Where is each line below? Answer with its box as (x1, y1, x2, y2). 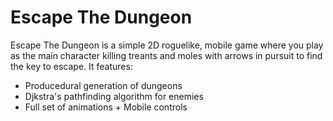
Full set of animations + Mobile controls (24, 101, 188, 113)
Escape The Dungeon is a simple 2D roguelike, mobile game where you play (10, 39, 324, 51)
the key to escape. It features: (10, 60, 133, 72)
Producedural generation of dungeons (24, 79, 183, 91)
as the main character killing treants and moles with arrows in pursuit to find (10, 49, 323, 61)
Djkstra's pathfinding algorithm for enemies (24, 90, 204, 102)
